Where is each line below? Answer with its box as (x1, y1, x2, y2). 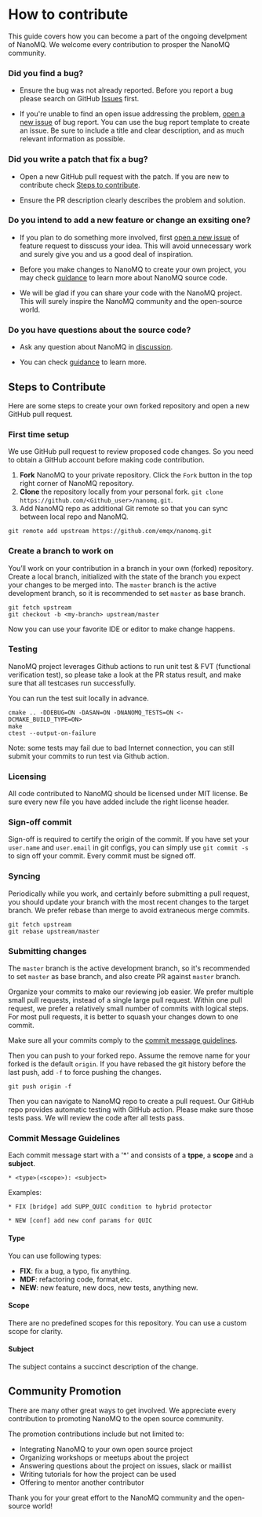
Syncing (8, 871, 41, 882)
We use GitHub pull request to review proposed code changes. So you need (8, 447, 253, 456)
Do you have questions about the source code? (8, 324, 191, 335)
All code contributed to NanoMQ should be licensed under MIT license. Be (8, 789, 249, 799)
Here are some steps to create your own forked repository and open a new (8, 400, 249, 410)
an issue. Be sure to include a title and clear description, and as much (19, 126, 245, 135)
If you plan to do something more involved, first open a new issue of (19, 232, 240, 242)
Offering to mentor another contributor (19, 1478, 144, 1487)
